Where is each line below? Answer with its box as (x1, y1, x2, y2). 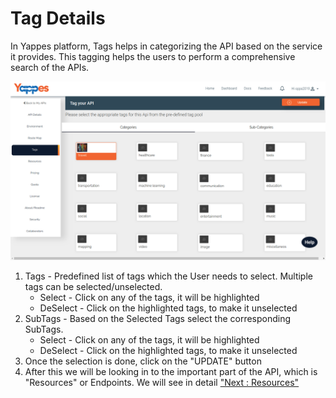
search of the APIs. (10, 61, 90, 73)
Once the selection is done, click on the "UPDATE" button (24, 355, 262, 367)
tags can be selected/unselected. (24, 281, 163, 293)
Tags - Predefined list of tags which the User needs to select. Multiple (24, 270, 313, 282)
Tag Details (10, 7, 106, 30)
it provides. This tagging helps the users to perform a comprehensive (10, 50, 296, 62)
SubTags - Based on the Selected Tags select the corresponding (24, 313, 292, 325)
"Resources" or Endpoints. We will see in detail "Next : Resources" (24, 377, 300, 389)
